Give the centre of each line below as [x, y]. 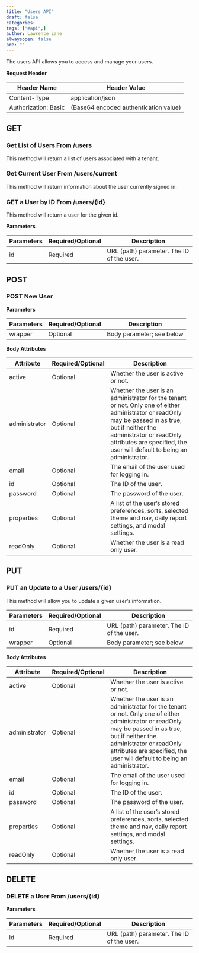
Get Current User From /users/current [62, 174]
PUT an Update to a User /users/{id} [59, 588]
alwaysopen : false [29, 39]
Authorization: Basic [37, 107]
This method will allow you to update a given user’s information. [84, 601]
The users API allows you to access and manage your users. [80, 61]
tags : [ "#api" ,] [26, 28]
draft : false [22, 17]
